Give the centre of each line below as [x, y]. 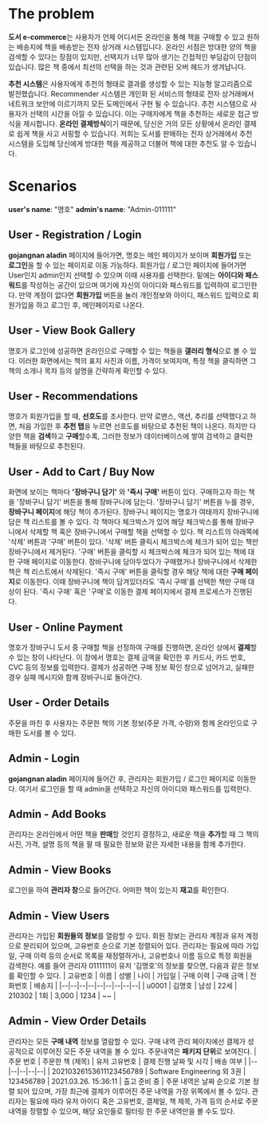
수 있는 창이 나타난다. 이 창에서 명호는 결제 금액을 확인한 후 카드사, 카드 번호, [127, 657]
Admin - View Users [59, 916]
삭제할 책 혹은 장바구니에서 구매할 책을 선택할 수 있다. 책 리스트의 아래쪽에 [144, 532]
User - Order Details [59, 703]
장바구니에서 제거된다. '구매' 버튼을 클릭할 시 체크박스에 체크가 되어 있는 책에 [127, 552]
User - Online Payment [66, 627]
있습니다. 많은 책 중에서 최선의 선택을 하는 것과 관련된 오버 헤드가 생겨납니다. [127, 67]
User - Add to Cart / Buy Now [82, 472]
